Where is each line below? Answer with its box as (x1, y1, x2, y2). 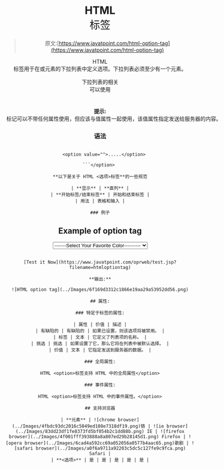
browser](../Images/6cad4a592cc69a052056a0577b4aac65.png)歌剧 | (24, 440, 189, 446)
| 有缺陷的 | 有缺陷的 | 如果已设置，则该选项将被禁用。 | (35, 328, 165, 334)
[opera (5, 440, 22, 446)
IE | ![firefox (147, 429, 185, 435)
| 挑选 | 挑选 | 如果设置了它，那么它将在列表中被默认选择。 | (31, 340, 169, 347)
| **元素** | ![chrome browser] (60, 417, 140, 423)
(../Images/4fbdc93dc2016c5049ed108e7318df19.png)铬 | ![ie (11, 423, 164, 429)
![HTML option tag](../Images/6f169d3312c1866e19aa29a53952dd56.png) (11, 286, 189, 293)
